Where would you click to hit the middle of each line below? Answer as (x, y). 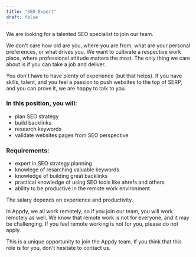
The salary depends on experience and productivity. (70, 200)
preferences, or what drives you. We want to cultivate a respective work (94, 51)
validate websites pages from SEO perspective (71, 135)
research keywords (38, 129)
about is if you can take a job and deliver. (56, 64)
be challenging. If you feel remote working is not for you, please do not (92, 224)
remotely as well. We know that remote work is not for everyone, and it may (98, 218)
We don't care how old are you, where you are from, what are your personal (98, 45)
